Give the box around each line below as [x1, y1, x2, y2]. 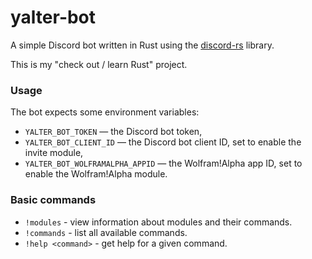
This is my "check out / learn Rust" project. [10, 58, 188, 70]
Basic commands [10, 193, 97, 207]
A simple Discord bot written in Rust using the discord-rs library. [10, 39, 275, 51]
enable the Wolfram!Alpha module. [24, 168, 168, 180]
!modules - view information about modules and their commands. [24, 216, 293, 228]
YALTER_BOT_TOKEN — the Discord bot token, [24, 126, 203, 138]
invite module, [24, 147, 84, 159]
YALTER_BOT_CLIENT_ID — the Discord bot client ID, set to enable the [24, 136, 302, 148]
